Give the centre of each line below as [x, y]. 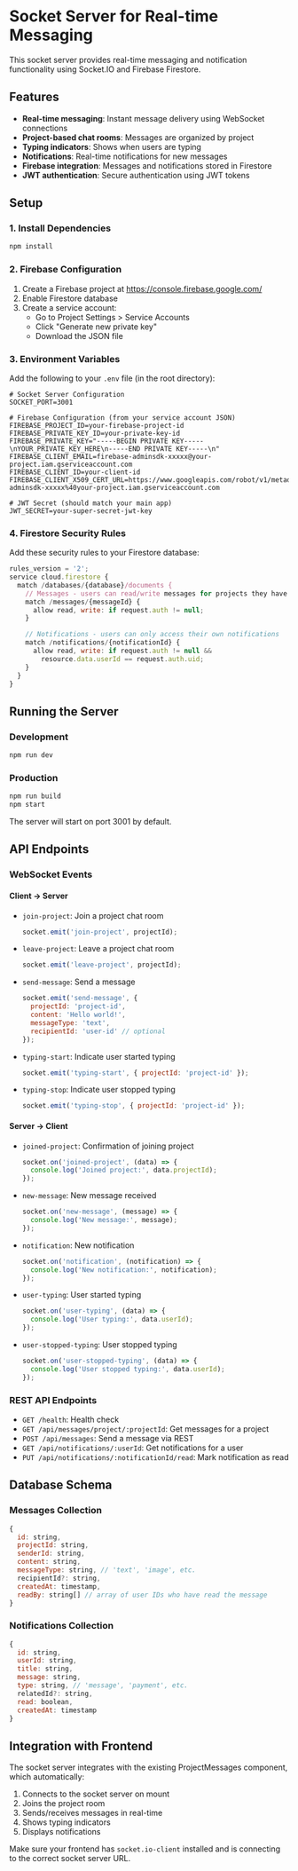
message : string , [49, 1678]
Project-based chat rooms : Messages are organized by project [138, 137]
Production [34, 778]
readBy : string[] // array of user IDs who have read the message [142, 1595]
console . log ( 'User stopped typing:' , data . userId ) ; [128, 1369]
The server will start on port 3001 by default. [90, 822]
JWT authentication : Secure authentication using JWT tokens [136, 175]
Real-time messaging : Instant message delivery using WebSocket [143, 118]
